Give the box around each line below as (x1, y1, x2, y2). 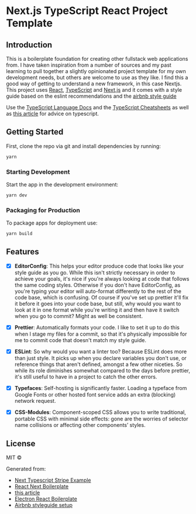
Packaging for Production (6, 206, 81, 214)
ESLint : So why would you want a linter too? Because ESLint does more (14, 348, 187, 355)
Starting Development (6, 168, 70, 176)
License (6, 439, 36, 449)
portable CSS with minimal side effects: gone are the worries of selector (14, 415, 188, 422)
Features (6, 247, 39, 257)
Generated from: (6, 465, 46, 472)
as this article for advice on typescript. (6, 110, 99, 117)
